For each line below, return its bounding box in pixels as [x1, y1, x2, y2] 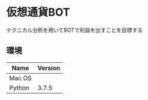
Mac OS [9, 74, 32, 82]
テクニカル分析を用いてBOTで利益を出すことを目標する [6, 26, 143, 34]
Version [37, 63, 61, 72]
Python [9, 83, 30, 92]
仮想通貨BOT [6, 5, 70, 19]
